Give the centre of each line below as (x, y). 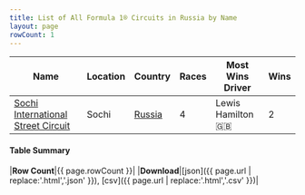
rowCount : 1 (32, 34)
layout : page (34, 26)
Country (152, 76)
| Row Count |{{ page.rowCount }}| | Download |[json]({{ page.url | (130, 171)
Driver (237, 88)
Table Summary (40, 150)
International (41, 114)
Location (106, 76)
